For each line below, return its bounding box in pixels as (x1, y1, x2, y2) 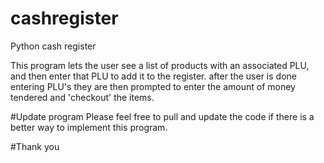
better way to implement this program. (10, 121, 168, 133)
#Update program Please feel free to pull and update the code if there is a (10, 110, 315, 122)
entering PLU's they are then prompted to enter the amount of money (10, 80, 296, 92)
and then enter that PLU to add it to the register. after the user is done (10, 70, 297, 82)
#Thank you (10, 140, 60, 152)
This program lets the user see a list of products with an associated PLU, (10, 59, 310, 71)
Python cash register (10, 40, 97, 52)
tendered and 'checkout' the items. (10, 91, 155, 103)
